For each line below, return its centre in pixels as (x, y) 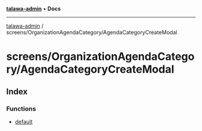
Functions (21, 109)
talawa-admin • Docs (34, 9)
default (24, 121)
